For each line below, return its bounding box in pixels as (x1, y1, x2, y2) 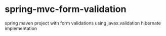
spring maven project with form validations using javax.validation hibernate (5, 20, 161, 26)
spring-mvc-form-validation (5, 3, 127, 15)
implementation (5, 25, 37, 31)
